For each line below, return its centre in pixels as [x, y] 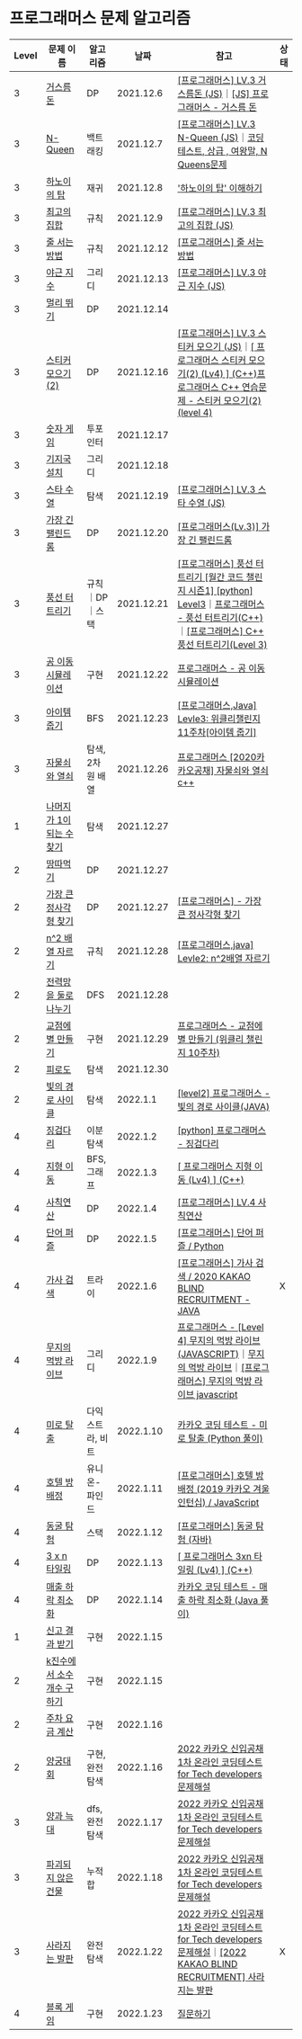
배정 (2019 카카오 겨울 [223, 1489]
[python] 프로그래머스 [222, 1130]
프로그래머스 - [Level [221, 1327]
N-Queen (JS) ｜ [213, 138]
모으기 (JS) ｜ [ [225, 346]
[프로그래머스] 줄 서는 [221, 242]
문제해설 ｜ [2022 [212, 1952]
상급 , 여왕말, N [237, 151]
